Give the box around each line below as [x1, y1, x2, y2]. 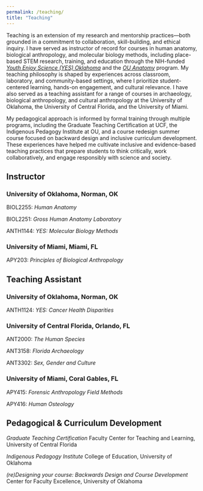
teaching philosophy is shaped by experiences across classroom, [6, 70, 171, 78]
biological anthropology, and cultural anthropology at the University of [6, 96, 183, 104]
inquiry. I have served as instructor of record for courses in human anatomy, [6, 44, 198, 52]
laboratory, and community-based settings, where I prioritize [6, 77, 158, 84]
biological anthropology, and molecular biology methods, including [6, 51, 174, 58]
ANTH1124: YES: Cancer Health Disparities [6, 306, 114, 314]
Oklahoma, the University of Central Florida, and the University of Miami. [6, 103, 189, 110]
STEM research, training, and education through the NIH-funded [23, 57, 185, 65]
